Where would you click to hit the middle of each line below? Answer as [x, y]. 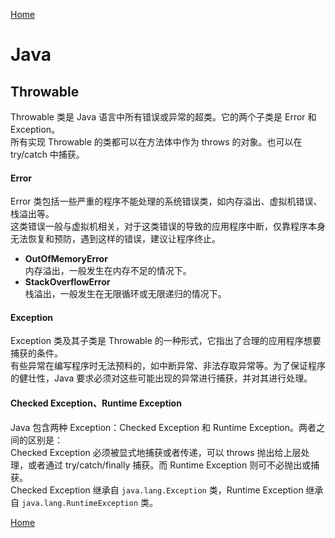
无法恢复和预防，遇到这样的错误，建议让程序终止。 [115, 239]
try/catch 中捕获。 [47, 154]
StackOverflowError [67, 282]
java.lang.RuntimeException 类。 [90, 502]
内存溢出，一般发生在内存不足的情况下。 [108, 271]
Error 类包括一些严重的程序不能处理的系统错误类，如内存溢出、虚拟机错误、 [166, 201]
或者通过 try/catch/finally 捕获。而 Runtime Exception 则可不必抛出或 [169, 465]
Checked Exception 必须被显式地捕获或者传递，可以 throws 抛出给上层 [156, 452]
